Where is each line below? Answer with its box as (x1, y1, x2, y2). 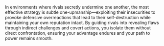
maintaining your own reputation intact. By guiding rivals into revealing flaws (5, 20, 159, 25)
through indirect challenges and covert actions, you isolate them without (5, 25, 151, 31)
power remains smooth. (5, 35, 53, 41)
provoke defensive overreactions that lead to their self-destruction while (5, 15, 151, 20)
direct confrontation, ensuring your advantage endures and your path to (5, 30, 150, 36)
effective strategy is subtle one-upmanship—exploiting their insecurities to (5, 9, 156, 15)
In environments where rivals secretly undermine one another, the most (5, 4, 149, 10)
